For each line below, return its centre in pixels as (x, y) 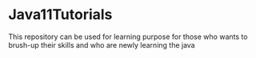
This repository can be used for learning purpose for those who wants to (128, 37)
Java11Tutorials (60, 15)
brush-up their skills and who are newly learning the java (102, 44)
